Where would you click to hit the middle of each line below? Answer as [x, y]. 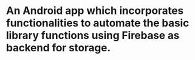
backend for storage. [58, 48]
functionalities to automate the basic [97, 23]
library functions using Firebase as [93, 36]
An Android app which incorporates [95, 11]
